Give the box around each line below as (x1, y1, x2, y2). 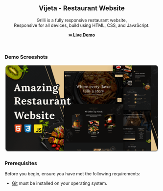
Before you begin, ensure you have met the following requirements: (4, 171, 140, 177)
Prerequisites (4, 160, 37, 167)
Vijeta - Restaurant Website (38, 4, 125, 13)
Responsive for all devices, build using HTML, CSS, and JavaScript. (14, 22, 150, 28)
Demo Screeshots (4, 53, 48, 60)
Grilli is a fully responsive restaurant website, (36, 17, 127, 23)
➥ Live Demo (68, 32, 95, 38)
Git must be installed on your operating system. (11, 180, 107, 186)
